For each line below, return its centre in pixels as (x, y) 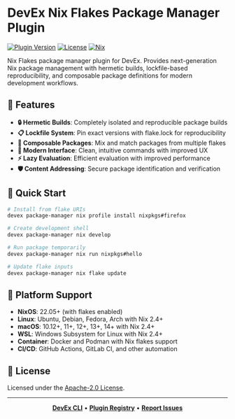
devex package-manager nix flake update (67, 273)
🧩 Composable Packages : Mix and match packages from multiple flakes (121, 143)
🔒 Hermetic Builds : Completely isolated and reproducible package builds (122, 122)
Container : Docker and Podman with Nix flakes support (98, 341)
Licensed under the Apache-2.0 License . (66, 388)
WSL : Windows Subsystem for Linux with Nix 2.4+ (90, 334)
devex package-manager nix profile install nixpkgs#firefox (97, 216)
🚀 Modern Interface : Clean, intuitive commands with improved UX (113, 150)
